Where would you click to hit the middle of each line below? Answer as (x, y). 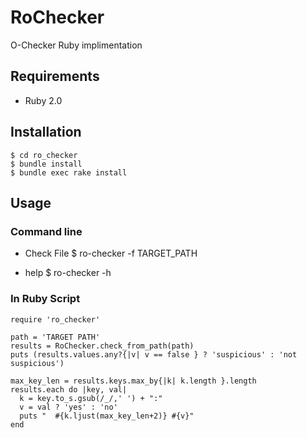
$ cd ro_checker (44, 155)
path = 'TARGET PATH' (55, 337)
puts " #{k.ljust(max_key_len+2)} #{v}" (107, 416)
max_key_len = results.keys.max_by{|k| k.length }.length (133, 381)
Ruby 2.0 (43, 100)
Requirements (55, 76)
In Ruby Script (45, 299)
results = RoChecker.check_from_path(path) (102, 346)
